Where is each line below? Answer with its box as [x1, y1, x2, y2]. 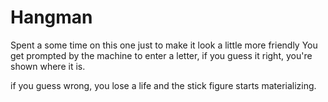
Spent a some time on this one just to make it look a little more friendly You [10, 39, 318, 51]
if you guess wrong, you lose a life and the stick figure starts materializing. [10, 79, 317, 91]
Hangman [10, 6, 93, 29]
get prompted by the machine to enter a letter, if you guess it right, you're [10, 49, 313, 61]
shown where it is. [10, 60, 86, 72]
